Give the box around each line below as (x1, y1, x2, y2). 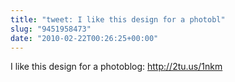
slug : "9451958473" (10, 24, 92, 34)
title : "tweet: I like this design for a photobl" (10, 14, 226, 25)
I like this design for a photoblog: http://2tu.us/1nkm (10, 61, 223, 73)
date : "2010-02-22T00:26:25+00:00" (10, 33, 159, 43)
